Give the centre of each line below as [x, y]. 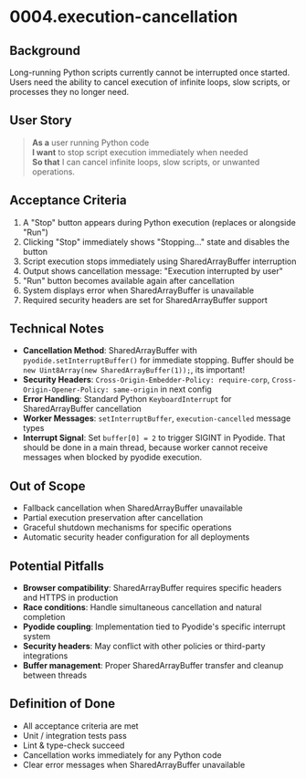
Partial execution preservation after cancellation [113, 518]
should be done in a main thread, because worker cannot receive [145, 447]
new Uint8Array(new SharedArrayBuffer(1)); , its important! [133, 370]
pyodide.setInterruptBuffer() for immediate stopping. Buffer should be [158, 360]
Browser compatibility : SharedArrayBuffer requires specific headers [152, 588]
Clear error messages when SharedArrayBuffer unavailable [134, 764]
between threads [55, 675]
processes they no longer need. [69, 92]
